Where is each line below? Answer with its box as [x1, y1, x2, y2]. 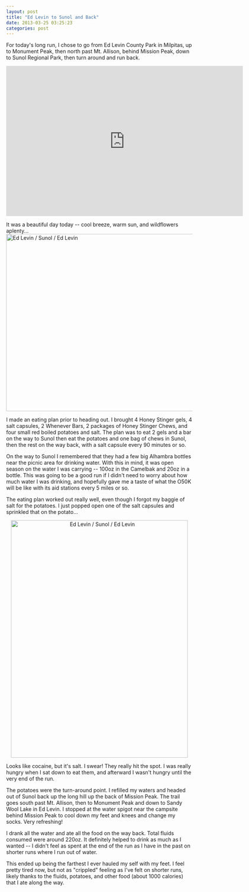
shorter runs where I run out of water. [6, 849, 98, 856]
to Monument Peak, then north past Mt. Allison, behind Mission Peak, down [6, 48, 190, 55]
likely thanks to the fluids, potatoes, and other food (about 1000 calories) [6, 873, 183, 880]
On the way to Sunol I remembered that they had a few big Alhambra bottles [6, 453, 191, 460]
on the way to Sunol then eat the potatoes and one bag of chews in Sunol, [6, 435, 187, 442]
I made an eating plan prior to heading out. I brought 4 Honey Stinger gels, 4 [6, 416, 192, 423]
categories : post [6, 25, 49, 31]
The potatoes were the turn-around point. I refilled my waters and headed [6, 787, 186, 794]
